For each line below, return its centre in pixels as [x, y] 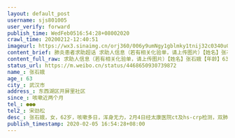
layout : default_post [39, 14]
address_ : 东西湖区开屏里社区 [47, 91]
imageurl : [22, 46]
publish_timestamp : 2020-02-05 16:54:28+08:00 [76, 124]
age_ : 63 [20, 78]
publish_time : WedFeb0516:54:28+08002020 [69, 33]
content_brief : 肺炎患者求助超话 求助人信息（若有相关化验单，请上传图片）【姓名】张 [117, 53]
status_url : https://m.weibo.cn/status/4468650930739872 [92, 66]
